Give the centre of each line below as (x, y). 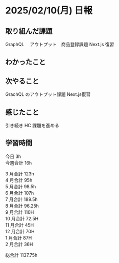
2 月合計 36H (19, 244)
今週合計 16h (19, 163)
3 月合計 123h (20, 174)
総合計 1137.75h (21, 255)
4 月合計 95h (19, 180)
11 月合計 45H (20, 225)
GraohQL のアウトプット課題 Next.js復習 (48, 94)
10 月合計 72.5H (22, 218)
